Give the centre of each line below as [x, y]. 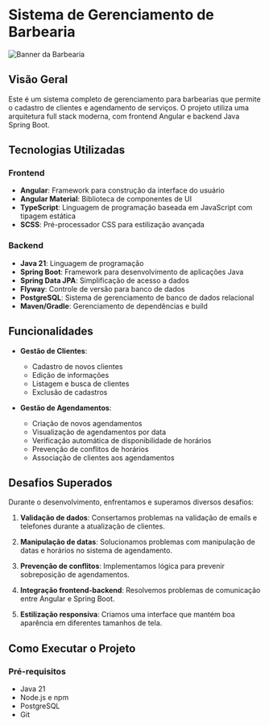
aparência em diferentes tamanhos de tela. [91, 623]
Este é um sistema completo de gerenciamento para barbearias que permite [134, 99]
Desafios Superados [60, 482]
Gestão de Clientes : [54, 351]
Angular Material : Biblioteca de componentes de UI [106, 199]
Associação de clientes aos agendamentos [103, 458]
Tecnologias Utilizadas [67, 150]
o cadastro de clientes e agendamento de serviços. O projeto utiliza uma [129, 107]
